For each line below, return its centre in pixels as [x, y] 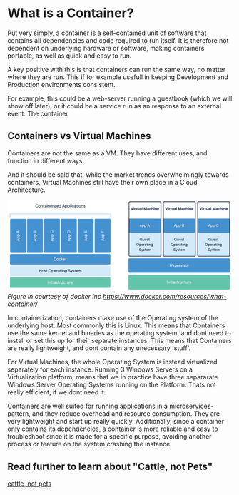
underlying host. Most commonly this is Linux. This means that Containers [116, 325]
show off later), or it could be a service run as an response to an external [115, 106]
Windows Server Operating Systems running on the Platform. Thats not [112, 385]
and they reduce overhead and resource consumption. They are [126, 414]
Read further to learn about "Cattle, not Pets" [110, 466]
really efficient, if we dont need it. [57, 392]
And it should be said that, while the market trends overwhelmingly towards [118, 174]
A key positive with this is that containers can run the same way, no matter [117, 69]
